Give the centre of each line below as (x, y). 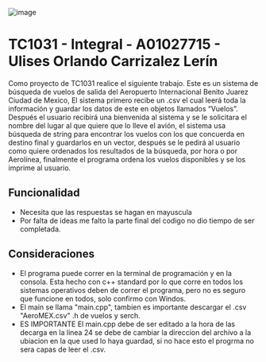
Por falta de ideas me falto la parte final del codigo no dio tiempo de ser (137, 220)
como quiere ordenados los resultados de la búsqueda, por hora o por (123, 150)
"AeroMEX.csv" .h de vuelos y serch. (80, 315)
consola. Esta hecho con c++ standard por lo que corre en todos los (131, 282)
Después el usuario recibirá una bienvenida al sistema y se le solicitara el (128, 117)
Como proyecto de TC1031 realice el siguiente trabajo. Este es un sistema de (133, 83)
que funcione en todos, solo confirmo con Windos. (103, 298)
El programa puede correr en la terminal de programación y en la (126, 273)
